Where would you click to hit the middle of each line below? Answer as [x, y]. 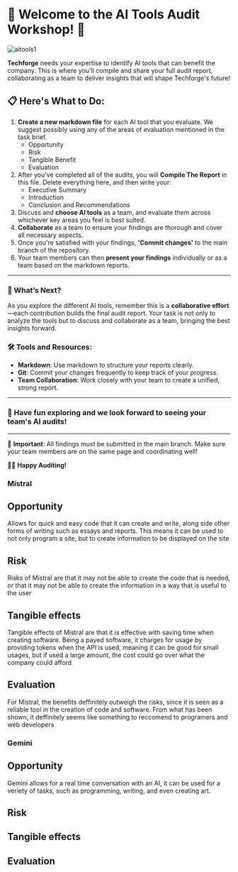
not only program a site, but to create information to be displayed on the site [118, 539]
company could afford [40, 662]
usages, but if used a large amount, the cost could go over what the [106, 655]
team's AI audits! [37, 421]
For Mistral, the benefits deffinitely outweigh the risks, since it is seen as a [115, 702]
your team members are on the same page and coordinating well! [103, 451]
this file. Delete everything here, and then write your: [94, 182]
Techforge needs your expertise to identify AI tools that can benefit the [112, 62]
